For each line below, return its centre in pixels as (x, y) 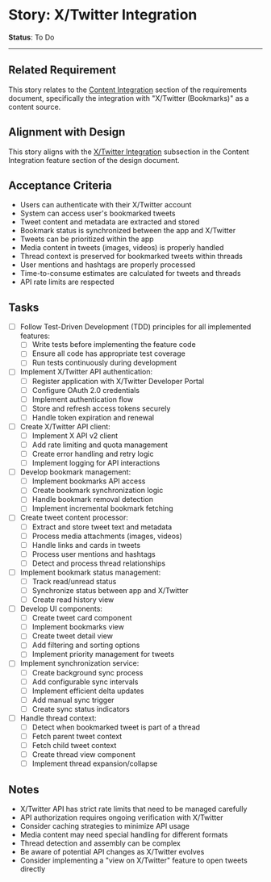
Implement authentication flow (83, 399)
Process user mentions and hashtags (94, 554)
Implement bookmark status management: (90, 572)
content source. (35, 107)
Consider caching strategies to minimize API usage (104, 826)
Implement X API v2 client (75, 435)
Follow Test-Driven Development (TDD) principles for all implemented (135, 327)
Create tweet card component (82, 618)
